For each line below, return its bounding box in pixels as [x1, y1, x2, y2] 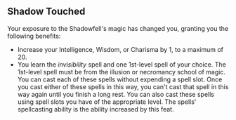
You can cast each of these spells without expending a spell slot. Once [17, 75, 223, 84]
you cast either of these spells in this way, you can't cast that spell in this [17, 82, 229, 91]
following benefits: [7, 32, 61, 40]
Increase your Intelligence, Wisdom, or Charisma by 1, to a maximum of [17, 45, 223, 53]
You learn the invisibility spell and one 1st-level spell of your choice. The [17, 60, 226, 69]
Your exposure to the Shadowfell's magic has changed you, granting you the [7, 24, 229, 32]
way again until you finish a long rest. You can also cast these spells [17, 90, 214, 98]
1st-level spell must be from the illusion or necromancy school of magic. [17, 67, 226, 76]
